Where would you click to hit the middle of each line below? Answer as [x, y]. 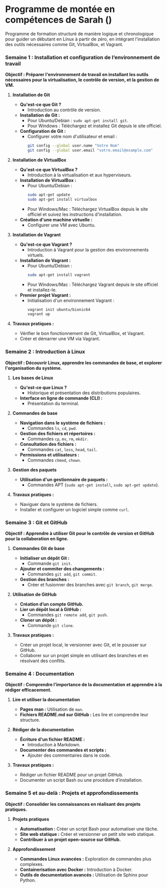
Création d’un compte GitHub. [52, 604]
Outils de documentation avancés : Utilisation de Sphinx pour [84, 874]
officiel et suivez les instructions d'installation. [75, 214]
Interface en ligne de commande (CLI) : [61, 398]
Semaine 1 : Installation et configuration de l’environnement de [82, 57]
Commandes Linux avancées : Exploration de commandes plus [85, 859]
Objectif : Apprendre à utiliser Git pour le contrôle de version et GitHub [80, 533]
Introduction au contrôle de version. [64, 110]
